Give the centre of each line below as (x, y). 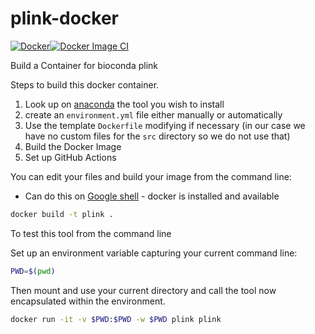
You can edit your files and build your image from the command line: (151, 176)
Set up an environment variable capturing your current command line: (154, 253)
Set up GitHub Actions (70, 157)
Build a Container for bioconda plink (84, 65)
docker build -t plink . (62, 214)
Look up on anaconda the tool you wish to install (124, 104)
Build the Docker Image (73, 146)
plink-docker (64, 18)
